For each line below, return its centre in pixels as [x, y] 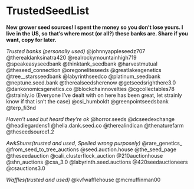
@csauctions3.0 [26, 168]
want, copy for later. [32, 40]
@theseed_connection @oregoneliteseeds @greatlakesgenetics [84, 70]
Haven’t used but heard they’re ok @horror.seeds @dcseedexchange [91, 119]
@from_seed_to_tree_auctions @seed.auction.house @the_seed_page [91, 149]
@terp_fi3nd [21, 107]
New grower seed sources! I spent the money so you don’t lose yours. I [95, 27]
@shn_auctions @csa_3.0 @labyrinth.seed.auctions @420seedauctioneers [97, 162]
